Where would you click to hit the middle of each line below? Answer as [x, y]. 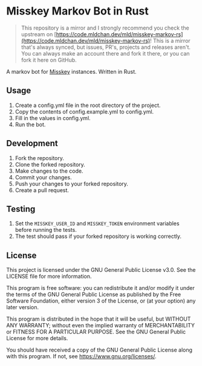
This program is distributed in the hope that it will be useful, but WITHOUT [99, 319]
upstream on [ [38, 34]
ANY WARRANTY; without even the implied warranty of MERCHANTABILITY [101, 326]
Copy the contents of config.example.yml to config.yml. [84, 111]
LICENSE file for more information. [49, 277]
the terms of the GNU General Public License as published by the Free [94, 295]
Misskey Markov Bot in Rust [78, 11]
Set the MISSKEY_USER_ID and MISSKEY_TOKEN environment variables [97, 223]
